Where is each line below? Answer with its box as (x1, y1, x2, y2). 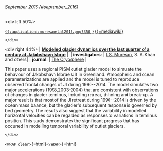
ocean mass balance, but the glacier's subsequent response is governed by (5, 102, 157, 108)
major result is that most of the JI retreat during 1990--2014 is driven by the (5, 97, 157, 103)
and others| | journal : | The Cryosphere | (5, 57, 87, 63)
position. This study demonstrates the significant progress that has (5, 118, 140, 124)
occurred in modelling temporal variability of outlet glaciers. (5, 123, 125, 129)
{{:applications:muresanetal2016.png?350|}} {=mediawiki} (5, 28, 124, 34)
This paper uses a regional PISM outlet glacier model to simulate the (5, 66, 142, 72)
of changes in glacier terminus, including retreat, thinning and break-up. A (5, 92, 153, 98)
